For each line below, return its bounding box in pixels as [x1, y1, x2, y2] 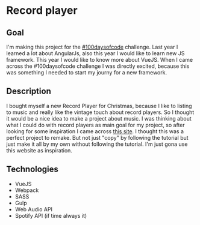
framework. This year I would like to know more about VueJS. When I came [6, 56, 193, 63]
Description [6, 86, 51, 97]
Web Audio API [14, 205, 53, 213]
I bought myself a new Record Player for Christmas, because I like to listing [6, 102, 192, 109]
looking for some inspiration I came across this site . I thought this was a [6, 127, 184, 135]
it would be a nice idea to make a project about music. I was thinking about [6, 115, 192, 122]
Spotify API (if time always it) [14, 212, 87, 219]
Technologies [6, 164, 59, 175]
